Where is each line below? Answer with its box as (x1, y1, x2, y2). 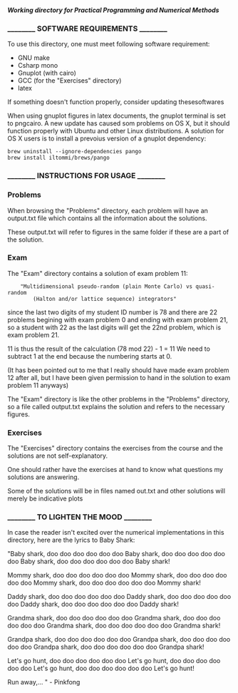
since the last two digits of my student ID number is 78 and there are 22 (7, 307, 217, 317)
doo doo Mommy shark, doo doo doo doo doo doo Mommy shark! (7, 578, 202, 587)
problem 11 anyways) (7, 381, 69, 389)
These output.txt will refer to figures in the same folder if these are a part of (7, 227, 229, 236)
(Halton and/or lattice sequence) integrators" (33, 295, 177, 302)
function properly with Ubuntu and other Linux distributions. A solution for (7, 127, 224, 135)
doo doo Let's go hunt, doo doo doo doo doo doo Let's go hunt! (7, 664, 195, 673)
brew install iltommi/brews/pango (7, 154, 110, 162)
